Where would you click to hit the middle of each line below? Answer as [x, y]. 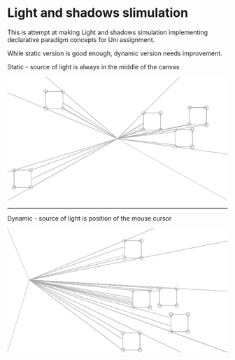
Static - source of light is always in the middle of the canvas [93, 67]
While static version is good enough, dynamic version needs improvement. [115, 53]
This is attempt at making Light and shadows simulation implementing [108, 32]
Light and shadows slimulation [98, 13]
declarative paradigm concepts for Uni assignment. [81, 39]
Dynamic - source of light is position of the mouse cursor [90, 219]
